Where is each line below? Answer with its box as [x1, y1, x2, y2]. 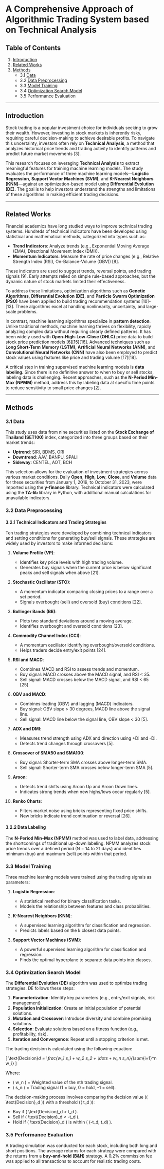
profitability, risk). [12, 1031, 48, 1037]
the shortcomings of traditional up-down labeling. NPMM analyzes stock [5, 840, 151, 846]
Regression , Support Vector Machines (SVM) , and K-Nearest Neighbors [5, 176, 154, 181]
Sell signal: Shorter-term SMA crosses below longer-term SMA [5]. [19, 765, 154, 771]
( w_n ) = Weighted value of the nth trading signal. [12, 1080, 113, 1085]
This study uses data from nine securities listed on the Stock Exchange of [5, 429, 154, 435]
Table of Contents [5, 44, 61, 52]
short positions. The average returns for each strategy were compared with [5, 1147, 157, 1153]
